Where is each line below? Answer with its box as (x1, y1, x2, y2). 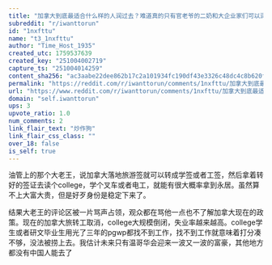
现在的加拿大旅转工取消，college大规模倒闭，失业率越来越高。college (22, 217, 257, 227)
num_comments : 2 (8, 117, 63, 125)
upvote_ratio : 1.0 (8, 110, 70, 118)
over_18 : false (8, 139, 60, 148)
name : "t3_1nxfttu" (8, 34, 74, 43)
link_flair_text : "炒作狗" (8, 124, 96, 132)
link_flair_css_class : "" (8, 132, 96, 140)
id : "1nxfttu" (8, 27, 57, 35)
